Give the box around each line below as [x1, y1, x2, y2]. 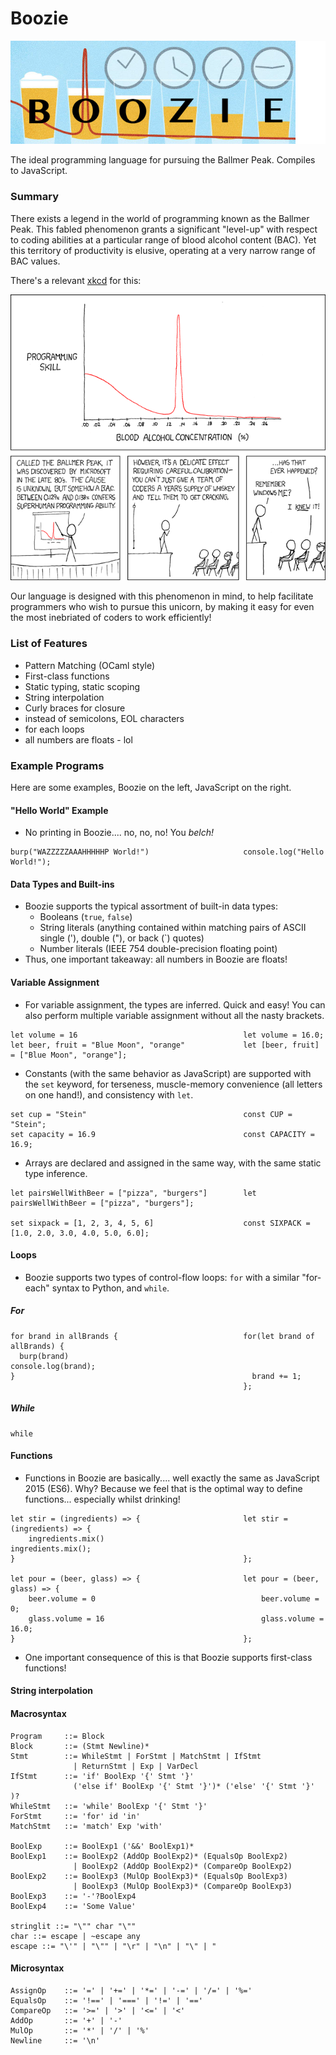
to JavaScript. [10, 165, 68, 177]
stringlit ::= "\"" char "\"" [10, 1921, 137, 1931]
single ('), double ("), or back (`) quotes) [39, 932, 205, 944]
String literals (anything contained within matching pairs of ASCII [39, 922, 307, 934]
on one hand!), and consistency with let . [24, 1088, 194, 1101]
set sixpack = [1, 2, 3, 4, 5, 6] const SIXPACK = [10, 1218, 311, 1228]
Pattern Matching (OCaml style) [24, 659, 156, 671]
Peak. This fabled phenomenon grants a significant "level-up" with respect [10, 223, 318, 235]
